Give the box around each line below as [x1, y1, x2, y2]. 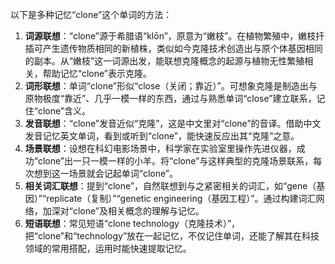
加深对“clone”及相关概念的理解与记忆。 [42, 205, 205, 217]
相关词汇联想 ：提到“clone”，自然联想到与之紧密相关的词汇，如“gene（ [24, 180, 317, 192]
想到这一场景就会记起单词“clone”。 [33, 168, 179, 179]
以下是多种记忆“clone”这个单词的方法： [10, 9, 173, 20]
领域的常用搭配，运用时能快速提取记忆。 [24, 243, 192, 254]
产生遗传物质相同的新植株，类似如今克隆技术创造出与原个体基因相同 [42, 43, 323, 54]
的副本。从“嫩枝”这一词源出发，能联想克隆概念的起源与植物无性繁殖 [24, 55, 305, 67]
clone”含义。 [37, 105, 92, 117]
